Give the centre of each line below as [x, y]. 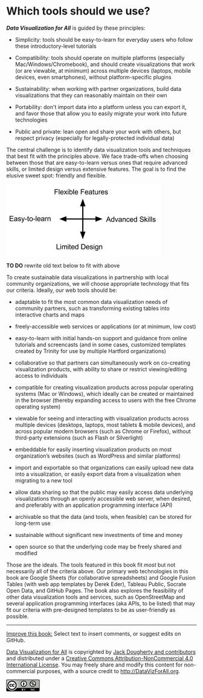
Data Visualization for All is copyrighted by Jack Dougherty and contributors [101, 651]
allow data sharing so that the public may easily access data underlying [104, 492]
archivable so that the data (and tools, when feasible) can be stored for [103, 516]
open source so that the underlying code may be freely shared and [98, 547]
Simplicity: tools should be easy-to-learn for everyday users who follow [104, 39]
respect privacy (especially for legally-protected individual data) [95, 138]
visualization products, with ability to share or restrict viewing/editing [101, 369]
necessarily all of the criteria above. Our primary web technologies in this [97, 571]
